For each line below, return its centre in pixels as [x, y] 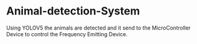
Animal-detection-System [73, 11]
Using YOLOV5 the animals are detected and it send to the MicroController [98, 28]
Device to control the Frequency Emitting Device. [67, 34]
